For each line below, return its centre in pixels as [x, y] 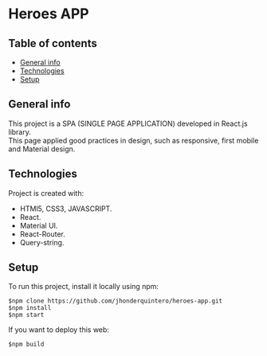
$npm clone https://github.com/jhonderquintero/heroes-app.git [116, 301]
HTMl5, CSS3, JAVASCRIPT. [66, 209]
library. [20, 131]
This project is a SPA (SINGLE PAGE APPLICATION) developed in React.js [128, 123]
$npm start [26, 315]
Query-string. [42, 242]
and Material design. [42, 149]
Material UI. [39, 225]
